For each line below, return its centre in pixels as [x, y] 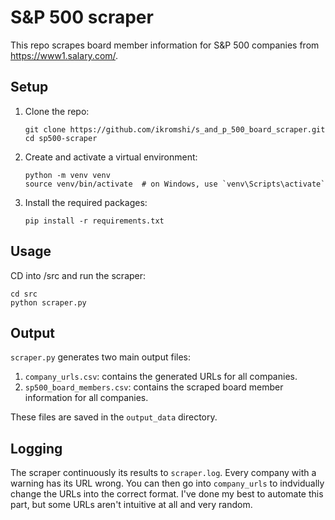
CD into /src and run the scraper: [78, 275]
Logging [36, 448]
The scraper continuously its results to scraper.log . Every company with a [163, 473]
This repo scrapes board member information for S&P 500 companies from [165, 45]
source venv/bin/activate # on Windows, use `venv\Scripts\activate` [175, 184]
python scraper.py [48, 302]
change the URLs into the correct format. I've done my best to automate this [167, 494]
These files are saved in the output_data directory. [114, 417]
